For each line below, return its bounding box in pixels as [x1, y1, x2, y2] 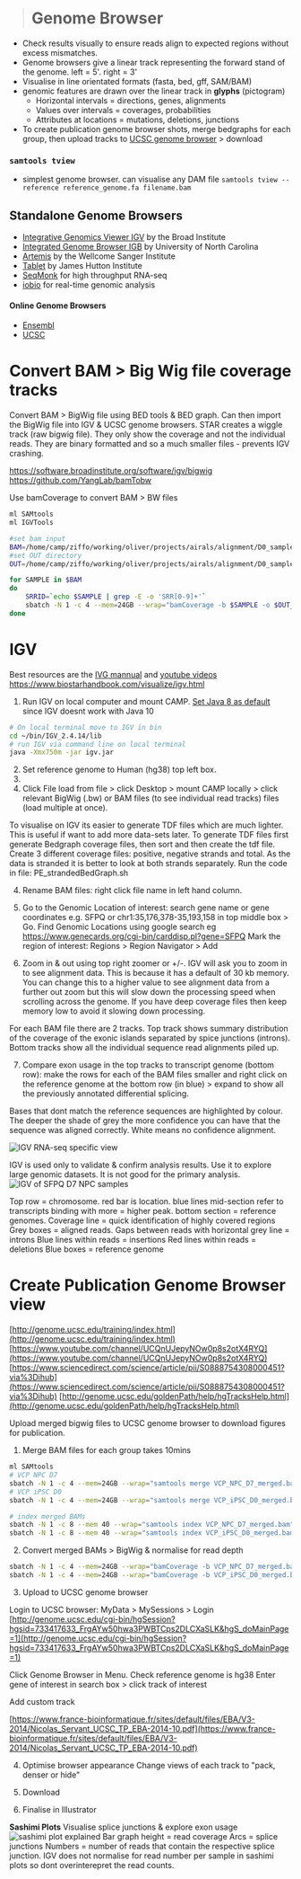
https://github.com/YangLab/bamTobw [9, 475, 152, 486]
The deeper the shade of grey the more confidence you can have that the [9, 1115, 280, 1126]
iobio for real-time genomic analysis [21, 279, 156, 290]
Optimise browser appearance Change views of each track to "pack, [21, 1759, 276, 1770]
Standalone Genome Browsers [9, 208, 184, 223]
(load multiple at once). [21, 802, 108, 813]
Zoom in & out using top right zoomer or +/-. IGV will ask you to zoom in [21, 958, 288, 969]
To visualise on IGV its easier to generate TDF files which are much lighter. [9, 820, 284, 830]
